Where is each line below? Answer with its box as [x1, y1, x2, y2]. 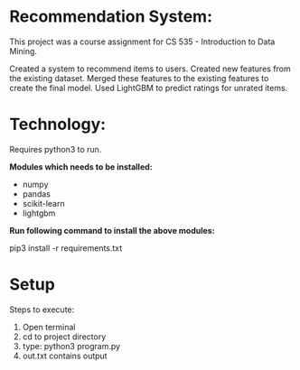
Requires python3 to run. [9, 143, 102, 154]
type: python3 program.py [22, 340, 120, 351]
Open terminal [22, 321, 76, 332]
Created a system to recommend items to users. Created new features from [9, 63, 291, 74]
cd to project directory [22, 331, 107, 342]
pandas [22, 188, 52, 199]
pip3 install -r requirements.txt [9, 242, 123, 254]
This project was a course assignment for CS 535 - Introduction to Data [9, 36, 276, 47]
